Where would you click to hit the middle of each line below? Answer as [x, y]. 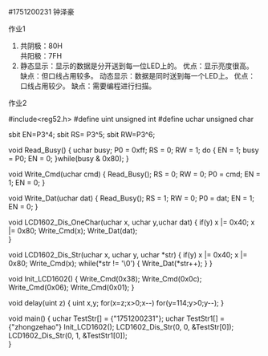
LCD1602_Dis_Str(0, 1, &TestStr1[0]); [68, 336]
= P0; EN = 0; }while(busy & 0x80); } [69, 158]
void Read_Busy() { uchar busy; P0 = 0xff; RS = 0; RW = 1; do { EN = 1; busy [134, 150]
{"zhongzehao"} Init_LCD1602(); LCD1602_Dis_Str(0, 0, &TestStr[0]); [121, 327]
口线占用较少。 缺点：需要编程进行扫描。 [88, 86]
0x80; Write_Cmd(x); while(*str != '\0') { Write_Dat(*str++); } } [110, 263]
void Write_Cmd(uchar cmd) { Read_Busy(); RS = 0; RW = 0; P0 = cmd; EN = [134, 174]
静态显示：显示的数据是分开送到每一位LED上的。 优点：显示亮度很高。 [137, 66]
